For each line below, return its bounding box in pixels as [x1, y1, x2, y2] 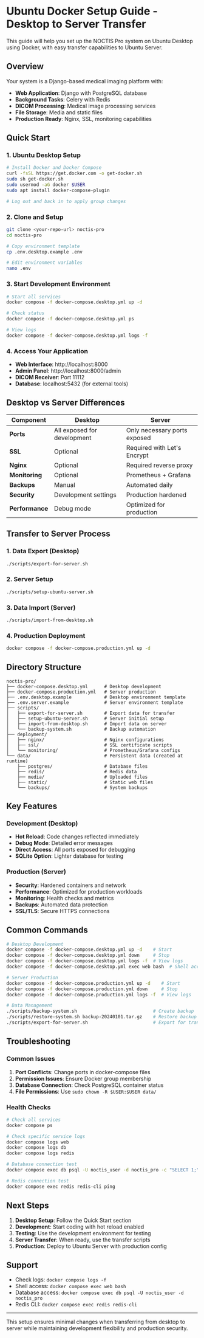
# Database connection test [6, 1161, 78, 1168]
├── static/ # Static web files [17, 779, 154, 785]
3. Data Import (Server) [6, 603, 76, 612]
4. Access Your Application [6, 347, 88, 355]
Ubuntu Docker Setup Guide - [6, 4, 158, 18]
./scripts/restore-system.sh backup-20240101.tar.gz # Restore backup [6, 1014, 197, 1020]
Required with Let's [126, 443, 182, 452]
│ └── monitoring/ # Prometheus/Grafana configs [6, 747, 181, 753]
